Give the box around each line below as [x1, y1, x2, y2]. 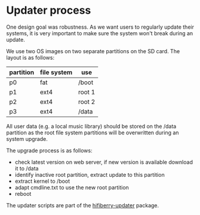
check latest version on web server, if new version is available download [14, 158, 193, 165]
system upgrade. [6, 135, 48, 142]
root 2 [78, 97, 96, 106]
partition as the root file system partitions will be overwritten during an [6, 129, 179, 136]
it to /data [14, 165, 39, 172]
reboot [14, 190, 32, 197]
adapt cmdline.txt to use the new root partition [14, 183, 130, 191]
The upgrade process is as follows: [6, 147, 93, 154]
